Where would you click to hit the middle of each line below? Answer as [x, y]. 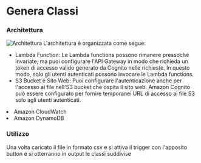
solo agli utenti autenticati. [48, 100]
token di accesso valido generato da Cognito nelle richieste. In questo [102, 68]
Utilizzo [18, 134]
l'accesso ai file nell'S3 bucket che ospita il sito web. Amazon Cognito [103, 87]
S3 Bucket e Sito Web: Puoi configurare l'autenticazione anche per [98, 81]
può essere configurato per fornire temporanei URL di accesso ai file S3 [105, 94]
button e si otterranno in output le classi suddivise [69, 153]
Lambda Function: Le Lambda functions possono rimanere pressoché [102, 55]
